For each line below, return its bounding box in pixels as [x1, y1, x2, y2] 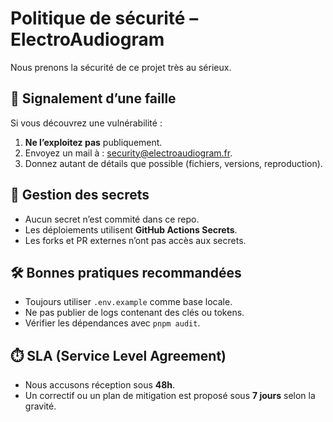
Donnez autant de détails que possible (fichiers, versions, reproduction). [24, 157, 323, 169]
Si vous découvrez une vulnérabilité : [10, 117, 163, 129]
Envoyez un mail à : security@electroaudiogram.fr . [24, 147, 233, 159]
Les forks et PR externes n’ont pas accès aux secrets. [24, 234, 247, 246]
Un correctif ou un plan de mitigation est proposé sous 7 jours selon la [24, 390, 316, 402]
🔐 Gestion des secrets [10, 187, 150, 204]
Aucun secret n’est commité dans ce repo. [24, 213, 200, 225]
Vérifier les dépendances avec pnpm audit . [24, 317, 201, 329]
